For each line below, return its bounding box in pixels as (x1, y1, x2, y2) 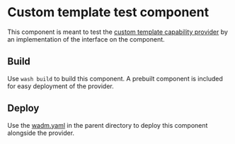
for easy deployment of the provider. (7, 82, 115, 90)
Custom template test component (7, 4, 210, 20)
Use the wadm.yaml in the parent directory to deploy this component (7, 121, 208, 129)
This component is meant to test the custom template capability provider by (7, 28, 229, 36)
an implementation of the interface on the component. (7, 35, 165, 43)
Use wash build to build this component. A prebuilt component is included (7, 74, 223, 83)
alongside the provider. (7, 128, 75, 137)
